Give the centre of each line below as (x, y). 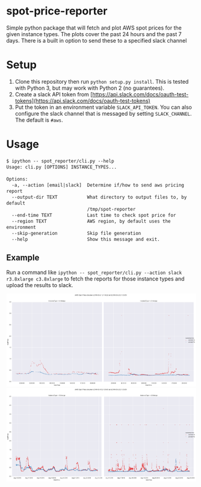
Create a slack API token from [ (54, 94)
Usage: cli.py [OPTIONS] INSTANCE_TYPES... (62, 167)
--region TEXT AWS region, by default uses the (91, 221)
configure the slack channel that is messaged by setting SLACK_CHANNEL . (103, 113)
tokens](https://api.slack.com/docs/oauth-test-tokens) (82, 101)
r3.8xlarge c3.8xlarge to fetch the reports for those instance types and (95, 279)
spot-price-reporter (57, 11)
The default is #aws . (39, 120)
